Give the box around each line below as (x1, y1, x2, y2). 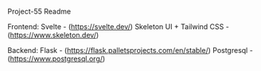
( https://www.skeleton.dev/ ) (7, 31, 99, 39)
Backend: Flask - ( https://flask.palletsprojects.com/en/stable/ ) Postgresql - (7, 46, 254, 54)
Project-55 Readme (7, 7, 72, 16)
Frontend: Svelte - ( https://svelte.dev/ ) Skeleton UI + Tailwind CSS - (7, 22, 230, 31)
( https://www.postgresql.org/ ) (7, 54, 106, 63)
